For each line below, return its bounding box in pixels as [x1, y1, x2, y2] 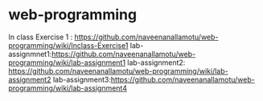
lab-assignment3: [52, 75, 111, 84]
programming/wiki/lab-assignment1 [8, 58, 126, 67]
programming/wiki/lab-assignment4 [8, 83, 127, 93]
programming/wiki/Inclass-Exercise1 [8, 40, 129, 50]
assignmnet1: [8, 49, 52, 59]
